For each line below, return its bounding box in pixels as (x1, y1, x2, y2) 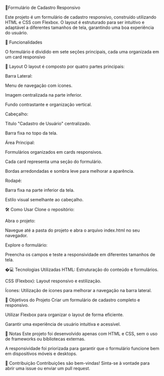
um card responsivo (5, 54, 46, 60)
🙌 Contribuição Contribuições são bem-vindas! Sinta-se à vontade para (5, 360, 150, 366)
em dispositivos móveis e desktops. (5, 351, 78, 356)
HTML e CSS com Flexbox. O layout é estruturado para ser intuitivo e (5, 20, 145, 25)
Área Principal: (5, 140, 35, 145)
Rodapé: (5, 178, 22, 184)
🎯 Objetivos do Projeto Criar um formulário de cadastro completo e (5, 297, 140, 303)
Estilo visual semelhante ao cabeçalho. (5, 197, 83, 202)
